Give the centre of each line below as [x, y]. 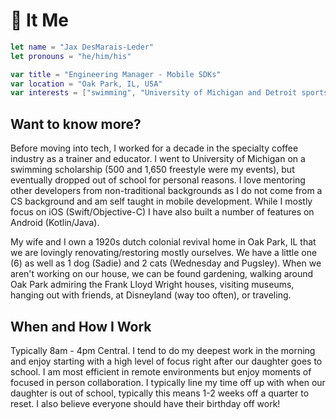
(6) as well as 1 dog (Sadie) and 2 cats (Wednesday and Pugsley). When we [166, 263]
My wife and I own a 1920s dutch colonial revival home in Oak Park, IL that [163, 242]
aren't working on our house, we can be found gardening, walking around [162, 274]
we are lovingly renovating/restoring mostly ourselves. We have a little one [164, 253]
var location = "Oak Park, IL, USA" [86, 84]
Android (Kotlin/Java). [55, 223]
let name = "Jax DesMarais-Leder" [82, 47]
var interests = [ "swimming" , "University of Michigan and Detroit [154, 93]
